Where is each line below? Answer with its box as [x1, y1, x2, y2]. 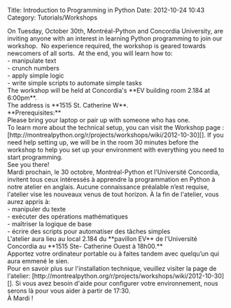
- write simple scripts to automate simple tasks [7, 79, 142, 87]
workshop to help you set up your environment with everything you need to [7, 146, 225, 154]
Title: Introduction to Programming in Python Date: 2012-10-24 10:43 [7, 6, 205, 14]
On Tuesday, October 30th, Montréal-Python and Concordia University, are [7, 27, 224, 35]
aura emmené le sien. [7, 257, 70, 265]
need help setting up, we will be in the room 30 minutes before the [7, 138, 199, 146]
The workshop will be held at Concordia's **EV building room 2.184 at [7, 87, 211, 94]
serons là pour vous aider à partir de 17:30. [7, 286, 131, 295]
